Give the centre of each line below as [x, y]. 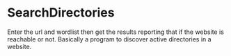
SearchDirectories [61, 13]
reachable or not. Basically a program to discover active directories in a [109, 39]
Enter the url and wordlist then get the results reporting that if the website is [115, 32]
